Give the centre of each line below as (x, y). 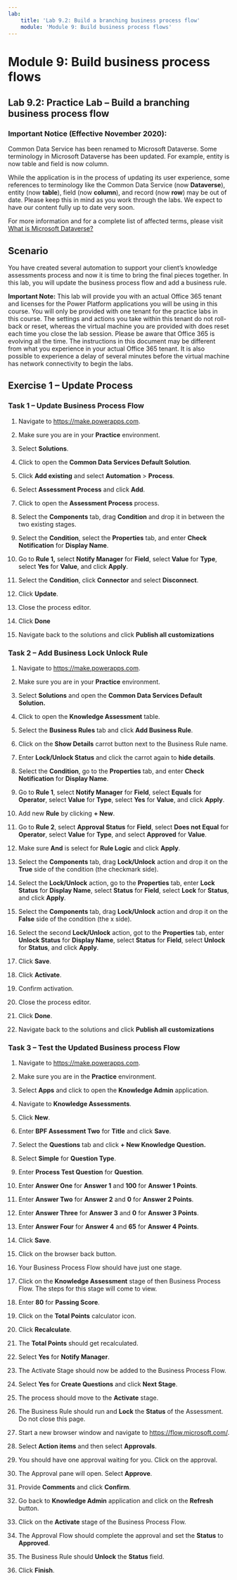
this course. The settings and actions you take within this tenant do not (110, 319)
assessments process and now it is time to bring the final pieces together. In (118, 275)
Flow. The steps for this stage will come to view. (88, 1289)
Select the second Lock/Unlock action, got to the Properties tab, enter (121, 933)
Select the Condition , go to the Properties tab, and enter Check (111, 771)
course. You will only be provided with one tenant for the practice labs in (113, 311)
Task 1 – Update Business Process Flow (76, 406)
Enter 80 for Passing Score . (59, 1303)
